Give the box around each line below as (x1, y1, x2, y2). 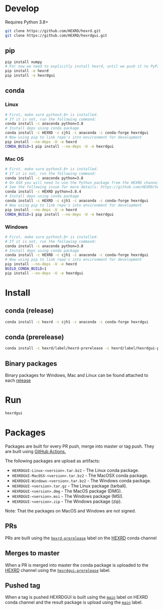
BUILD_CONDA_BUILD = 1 (5, 266, 47, 271)
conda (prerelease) (5, 333, 64, 341)
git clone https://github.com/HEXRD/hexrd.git (5, 28, 101, 33)
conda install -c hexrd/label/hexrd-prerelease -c (5, 346, 110, 351)
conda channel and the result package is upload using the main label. (5, 599, 143, 605)
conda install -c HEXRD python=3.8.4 (5, 189, 81, 194)
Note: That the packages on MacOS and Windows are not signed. (5, 508, 136, 513)
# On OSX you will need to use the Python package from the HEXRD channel (5, 180, 160, 185)
